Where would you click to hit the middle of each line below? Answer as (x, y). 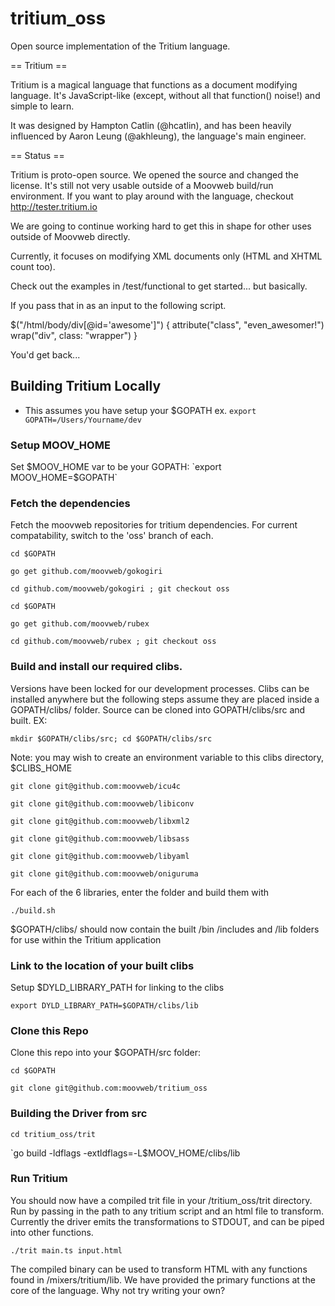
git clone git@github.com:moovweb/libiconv (102, 803)
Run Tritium (39, 1179)
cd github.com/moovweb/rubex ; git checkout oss (113, 642)
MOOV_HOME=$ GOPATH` (64, 478)
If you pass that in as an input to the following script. (118, 305)
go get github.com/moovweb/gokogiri (86, 572)
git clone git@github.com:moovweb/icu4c (96, 786)
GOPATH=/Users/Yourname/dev (83, 420)
